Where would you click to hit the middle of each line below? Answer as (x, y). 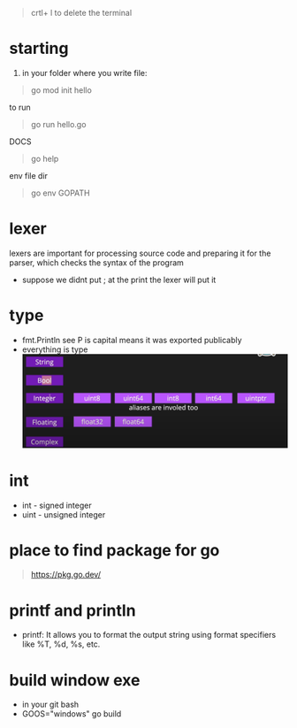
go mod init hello (61, 90)
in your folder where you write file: (84, 73)
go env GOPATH (60, 193)
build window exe (75, 680)
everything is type (55, 349)
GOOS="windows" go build (72, 714)
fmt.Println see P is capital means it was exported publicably (132, 340)
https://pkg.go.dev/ (66, 575)
